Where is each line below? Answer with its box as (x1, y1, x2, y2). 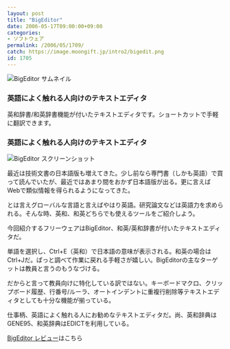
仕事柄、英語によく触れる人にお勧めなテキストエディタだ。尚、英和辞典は (7, 311, 218, 319)
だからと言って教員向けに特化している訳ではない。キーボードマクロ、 (7, 279, 205, 287)
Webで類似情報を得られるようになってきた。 (7, 186, 134, 194)
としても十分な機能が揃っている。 (19, 296, 115, 304)
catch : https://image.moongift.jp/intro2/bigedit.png (7, 49, 165, 56)
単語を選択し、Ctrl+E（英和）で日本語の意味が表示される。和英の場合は (7, 247, 211, 256)
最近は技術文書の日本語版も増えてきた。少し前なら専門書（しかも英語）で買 (7, 169, 223, 177)
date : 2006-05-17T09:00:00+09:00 (7, 23, 103, 30)
